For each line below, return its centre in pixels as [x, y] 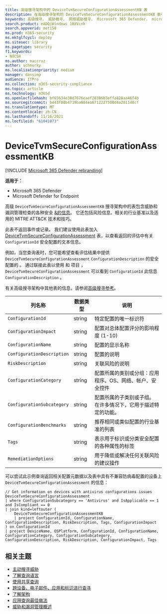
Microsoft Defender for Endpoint [45, 196]
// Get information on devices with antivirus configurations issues [79, 492]
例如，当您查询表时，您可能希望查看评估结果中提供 [57, 252]
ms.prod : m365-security [30, 33]
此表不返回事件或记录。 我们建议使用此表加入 [51, 229]
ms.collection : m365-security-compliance [49, 84]
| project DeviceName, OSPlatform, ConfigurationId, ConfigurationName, [82, 531]
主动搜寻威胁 [25, 569]
